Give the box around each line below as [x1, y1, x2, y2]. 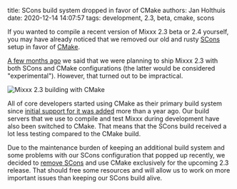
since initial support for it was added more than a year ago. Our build [7, 107, 209, 115]
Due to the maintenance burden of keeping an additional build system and [7, 143, 225, 152]
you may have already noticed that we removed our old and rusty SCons [7, 35, 220, 44]
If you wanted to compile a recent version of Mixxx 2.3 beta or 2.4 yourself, [7, 28, 229, 36]
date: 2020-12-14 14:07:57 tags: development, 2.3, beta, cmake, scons [7, 14, 215, 22]
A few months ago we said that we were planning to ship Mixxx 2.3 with [7, 56, 218, 65]
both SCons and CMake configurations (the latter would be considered [7, 64, 216, 72]
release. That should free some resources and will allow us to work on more [7, 166, 231, 174]
